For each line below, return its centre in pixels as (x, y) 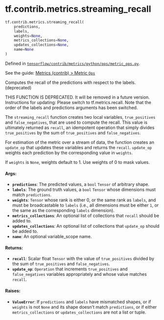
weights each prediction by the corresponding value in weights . (69, 153)
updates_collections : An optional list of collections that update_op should (86, 226)
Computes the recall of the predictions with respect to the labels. (70, 82)
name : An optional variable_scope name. (52, 237)
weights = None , (28, 36)
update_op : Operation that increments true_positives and (70, 269)
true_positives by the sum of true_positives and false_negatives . (73, 133)
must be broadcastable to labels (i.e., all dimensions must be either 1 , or (85, 205)
